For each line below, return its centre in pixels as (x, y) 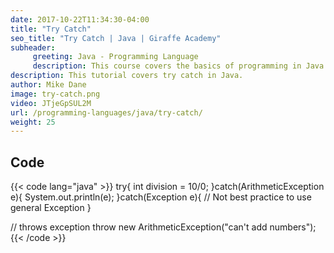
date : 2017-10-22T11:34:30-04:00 (80, 19)
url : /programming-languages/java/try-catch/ (106, 112)
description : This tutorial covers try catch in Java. (127, 76)
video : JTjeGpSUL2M (51, 103)
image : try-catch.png (55, 94)
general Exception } (51, 208)
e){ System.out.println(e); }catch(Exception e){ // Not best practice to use (161, 197)
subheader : (33, 47)
